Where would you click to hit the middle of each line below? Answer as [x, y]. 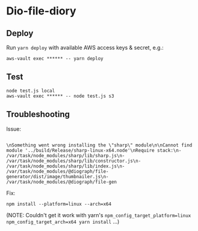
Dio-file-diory [41, 11]
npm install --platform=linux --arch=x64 [59, 204]
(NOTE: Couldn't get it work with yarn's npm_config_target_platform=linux [99, 215]
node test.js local [31, 91]
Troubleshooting [38, 114]
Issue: [14, 129]
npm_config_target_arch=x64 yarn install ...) [63, 221]
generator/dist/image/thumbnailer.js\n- [58, 176]
